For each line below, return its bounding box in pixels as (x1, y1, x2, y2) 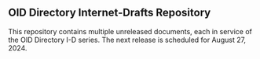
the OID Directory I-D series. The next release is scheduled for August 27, (8, 35, 246, 44)
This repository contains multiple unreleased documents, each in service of (8, 26, 253, 36)
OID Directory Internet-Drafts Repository (8, 6, 211, 19)
